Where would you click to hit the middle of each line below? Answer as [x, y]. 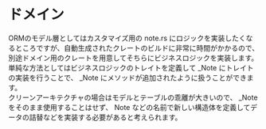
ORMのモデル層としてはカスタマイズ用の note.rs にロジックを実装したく [127, 38]
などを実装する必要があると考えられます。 [112, 117]
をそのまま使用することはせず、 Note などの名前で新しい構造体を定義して [129, 107]
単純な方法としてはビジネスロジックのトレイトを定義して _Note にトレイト [131, 67]
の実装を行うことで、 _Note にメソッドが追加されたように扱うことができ [127, 78]
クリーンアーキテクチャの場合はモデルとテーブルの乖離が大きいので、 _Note [133, 97]
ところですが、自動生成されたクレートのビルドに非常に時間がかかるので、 [137, 47]
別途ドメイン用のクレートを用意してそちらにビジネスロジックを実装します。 [133, 58]
